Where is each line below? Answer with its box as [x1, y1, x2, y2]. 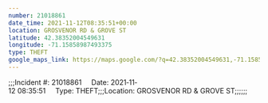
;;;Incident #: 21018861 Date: [8, 77, 109, 87]
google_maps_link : [8, 56, 69, 64]
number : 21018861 [8, 11, 66, 20]
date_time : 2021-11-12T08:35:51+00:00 [8, 19, 137, 27]
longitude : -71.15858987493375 [8, 41, 112, 49]
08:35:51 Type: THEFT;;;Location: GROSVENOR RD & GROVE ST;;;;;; [17, 86, 248, 95]
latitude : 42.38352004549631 [8, 33, 105, 42]
